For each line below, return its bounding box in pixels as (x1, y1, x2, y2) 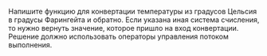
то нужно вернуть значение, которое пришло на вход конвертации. (8, 24, 239, 32)
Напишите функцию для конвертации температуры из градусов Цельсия (8, 7, 257, 16)
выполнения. (8, 40, 53, 50)
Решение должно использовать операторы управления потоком (8, 32, 230, 41)
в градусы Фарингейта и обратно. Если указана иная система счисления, (8, 15, 260, 24)
